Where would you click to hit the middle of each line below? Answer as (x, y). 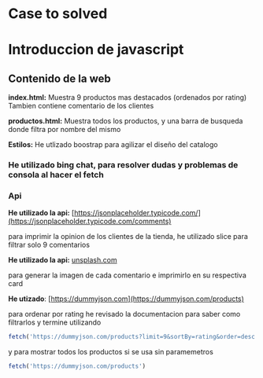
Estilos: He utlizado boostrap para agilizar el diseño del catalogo (113, 145)
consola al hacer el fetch (56, 175)
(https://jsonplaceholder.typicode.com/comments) (90, 222)
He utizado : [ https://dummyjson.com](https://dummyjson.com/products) (126, 299)
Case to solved (58, 14)
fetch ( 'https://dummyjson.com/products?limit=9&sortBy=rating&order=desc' (133, 337)
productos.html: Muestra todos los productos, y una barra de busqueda (126, 121)
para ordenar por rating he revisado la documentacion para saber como (124, 314)
